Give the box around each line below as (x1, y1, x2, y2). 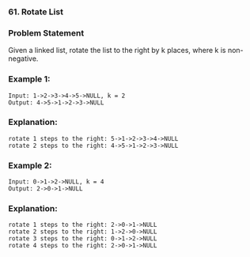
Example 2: (8, 160, 52, 171)
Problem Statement (8, 27, 85, 38)
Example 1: (8, 74, 51, 85)
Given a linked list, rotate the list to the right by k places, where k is (8, 46, 226, 55)
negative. (8, 54, 39, 63)
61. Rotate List (8, 6, 63, 17)
